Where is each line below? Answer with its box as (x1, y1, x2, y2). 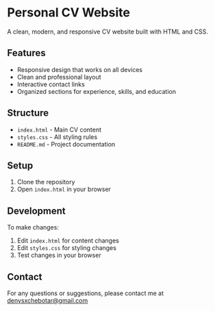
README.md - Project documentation (16, 140, 116, 148)
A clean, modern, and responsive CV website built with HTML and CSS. (7, 27, 209, 36)
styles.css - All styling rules (16, 132, 98, 141)
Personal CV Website (7, 5, 130, 21)
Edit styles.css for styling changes (16, 244, 116, 252)
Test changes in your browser (16, 251, 101, 260)
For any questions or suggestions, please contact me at (7, 289, 164, 297)
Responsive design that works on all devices (16, 65, 142, 73)
